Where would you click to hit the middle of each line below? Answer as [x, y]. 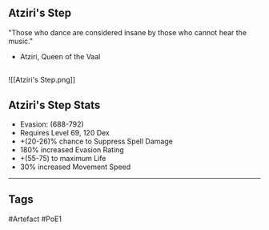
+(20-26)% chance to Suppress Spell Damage [96, 141]
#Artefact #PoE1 [35, 219]
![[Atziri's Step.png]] [42, 80]
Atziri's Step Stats [54, 105]
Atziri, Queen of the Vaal [60, 56]
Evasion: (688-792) [52, 124]
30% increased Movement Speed [75, 167]
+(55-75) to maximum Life [63, 159]
